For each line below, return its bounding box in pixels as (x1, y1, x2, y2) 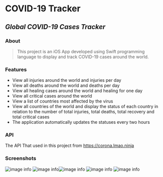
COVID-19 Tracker (5, 3, 81, 14)
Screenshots (5, 155, 36, 162)
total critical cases (12, 114, 50, 120)
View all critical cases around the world (12, 93, 93, 99)
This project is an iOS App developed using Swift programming (17, 48, 145, 54)
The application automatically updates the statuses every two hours (12, 119, 150, 125)
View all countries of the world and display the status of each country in (12, 104, 159, 109)
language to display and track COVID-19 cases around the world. (17, 54, 149, 60)
